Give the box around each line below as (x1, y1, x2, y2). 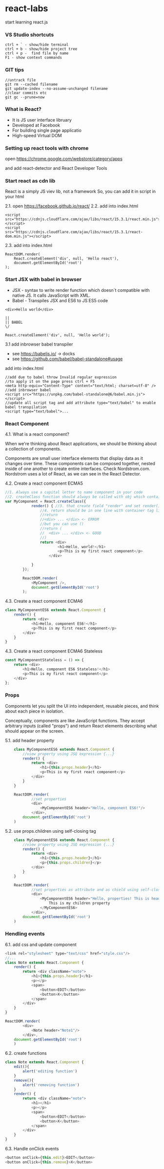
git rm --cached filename (5, 82, 58, 87)
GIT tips (5, 66, 24, 73)
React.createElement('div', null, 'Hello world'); (5, 332, 110, 337)
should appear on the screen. (5, 728, 64, 734)
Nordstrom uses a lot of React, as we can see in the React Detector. (5, 471, 141, 477)
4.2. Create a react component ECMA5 (5, 480, 83, 486)
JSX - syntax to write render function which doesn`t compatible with (12, 287, 150, 293)
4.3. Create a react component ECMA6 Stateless (5, 648, 102, 654)
